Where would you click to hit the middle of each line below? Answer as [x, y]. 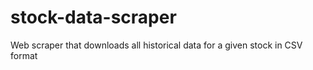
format [24, 55]
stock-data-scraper [93, 17]
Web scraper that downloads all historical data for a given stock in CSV [156, 45]
